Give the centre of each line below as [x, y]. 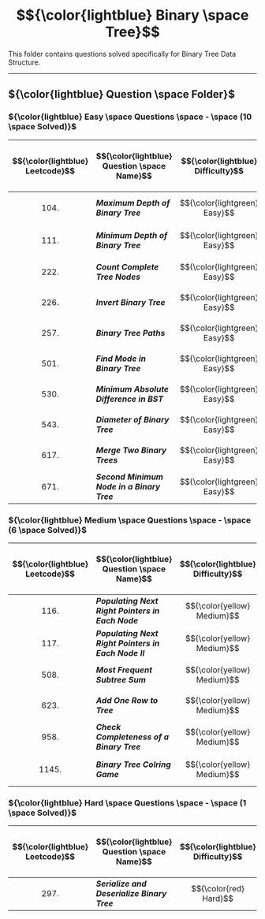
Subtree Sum [121, 679]
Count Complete [127, 266]
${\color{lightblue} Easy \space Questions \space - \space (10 [130, 117]
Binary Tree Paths [131, 333]
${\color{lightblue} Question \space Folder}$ [121, 94]
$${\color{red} [218, 889]
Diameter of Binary [132, 419]
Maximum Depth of [133, 203]
